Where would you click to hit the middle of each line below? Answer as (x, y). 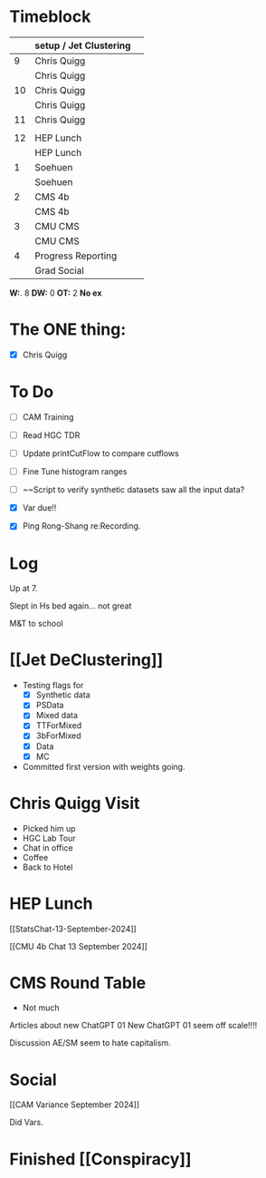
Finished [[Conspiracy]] (100, 1159)
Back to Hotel (48, 867)
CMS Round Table (78, 983)
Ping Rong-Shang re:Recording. (81, 526)
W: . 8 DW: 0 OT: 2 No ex (56, 293)
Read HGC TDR (51, 435)
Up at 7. (24, 589)
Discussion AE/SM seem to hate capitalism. (90, 1043)
